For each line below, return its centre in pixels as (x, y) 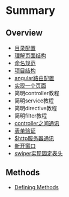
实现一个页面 (30, 86)
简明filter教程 (31, 116)
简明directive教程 (36, 108)
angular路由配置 (34, 78)
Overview (24, 33)
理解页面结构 (30, 55)
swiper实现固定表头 (39, 153)
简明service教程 (34, 101)
